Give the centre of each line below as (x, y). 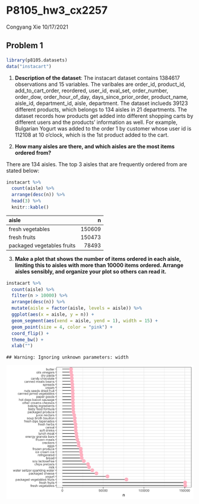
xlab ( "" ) (22, 346)
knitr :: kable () (30, 207)
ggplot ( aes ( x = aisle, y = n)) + (53, 315)
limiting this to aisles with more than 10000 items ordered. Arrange (99, 265)
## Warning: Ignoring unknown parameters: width (67, 357)
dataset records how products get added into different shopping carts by (104, 116)
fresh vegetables (29, 229)
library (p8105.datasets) (37, 60)
